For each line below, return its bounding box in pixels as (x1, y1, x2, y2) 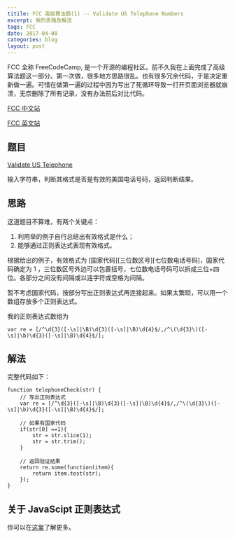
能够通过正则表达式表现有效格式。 (17, 241, 116, 249)
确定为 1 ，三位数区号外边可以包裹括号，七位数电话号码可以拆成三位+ (13, 264, 213, 273)
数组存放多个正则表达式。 (7, 297, 81, 305)
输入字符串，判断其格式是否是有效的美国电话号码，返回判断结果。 (7, 174, 197, 183)
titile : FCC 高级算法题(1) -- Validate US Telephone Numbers (7, 10, 184, 18)
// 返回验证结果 (20, 458, 61, 465)
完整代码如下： (7, 373, 50, 381)
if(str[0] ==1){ (20, 426, 68, 433)
